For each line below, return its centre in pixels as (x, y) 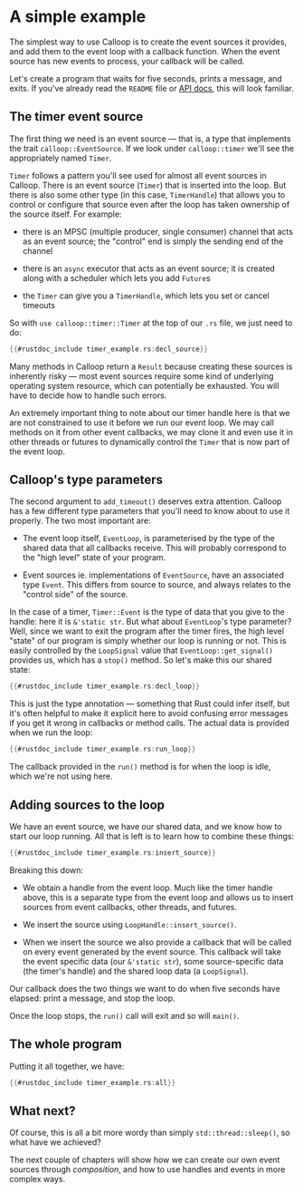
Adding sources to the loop (87, 805)
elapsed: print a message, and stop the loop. (92, 998)
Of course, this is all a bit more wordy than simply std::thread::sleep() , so (150, 1133)
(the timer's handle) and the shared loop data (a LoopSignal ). (135, 971)
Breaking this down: (47, 870)
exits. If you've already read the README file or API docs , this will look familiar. (151, 88)
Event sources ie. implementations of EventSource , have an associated (153, 575)
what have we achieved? (55, 1142)
